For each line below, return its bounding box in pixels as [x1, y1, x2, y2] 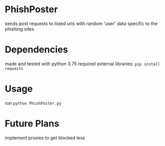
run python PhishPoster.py [5, 100, 62, 106]
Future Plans [5, 118, 59, 129]
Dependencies [5, 44, 68, 56]
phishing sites [5, 26, 34, 32]
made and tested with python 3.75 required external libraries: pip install [5, 60, 160, 67]
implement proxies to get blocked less [5, 134, 85, 141]
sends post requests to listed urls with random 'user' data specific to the [5, 20, 158, 27]
